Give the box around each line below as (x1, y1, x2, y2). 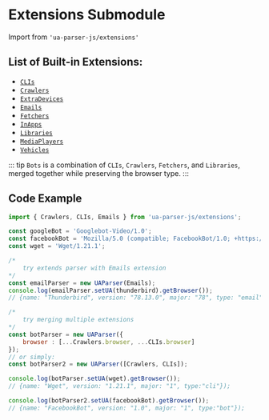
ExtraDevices (19, 94, 64, 103)
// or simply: (8, 353, 56, 361)
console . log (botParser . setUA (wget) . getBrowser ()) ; (8, 374, 181, 383)
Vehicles (19, 146, 50, 154)
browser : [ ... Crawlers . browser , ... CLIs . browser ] (22, 338, 195, 346)
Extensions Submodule (8, 6, 166, 24)
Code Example (8, 192, 82, 206)
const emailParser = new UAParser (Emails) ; (8, 278, 156, 287)
